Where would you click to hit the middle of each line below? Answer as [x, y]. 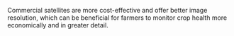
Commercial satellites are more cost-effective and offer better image [107, 10]
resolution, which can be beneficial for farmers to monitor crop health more [117, 18]
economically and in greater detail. [58, 25]
